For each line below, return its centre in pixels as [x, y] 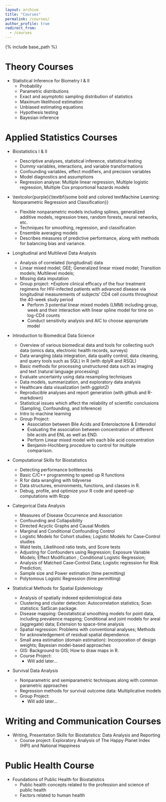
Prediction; [31, 568]
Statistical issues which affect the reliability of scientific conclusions [89, 403]
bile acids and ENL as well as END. [62, 434]
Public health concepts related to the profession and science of [84, 785]
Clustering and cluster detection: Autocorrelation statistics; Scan [86, 603]
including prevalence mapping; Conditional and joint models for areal [90, 618]
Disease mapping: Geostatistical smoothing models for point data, [87, 614]
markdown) [31, 398]
